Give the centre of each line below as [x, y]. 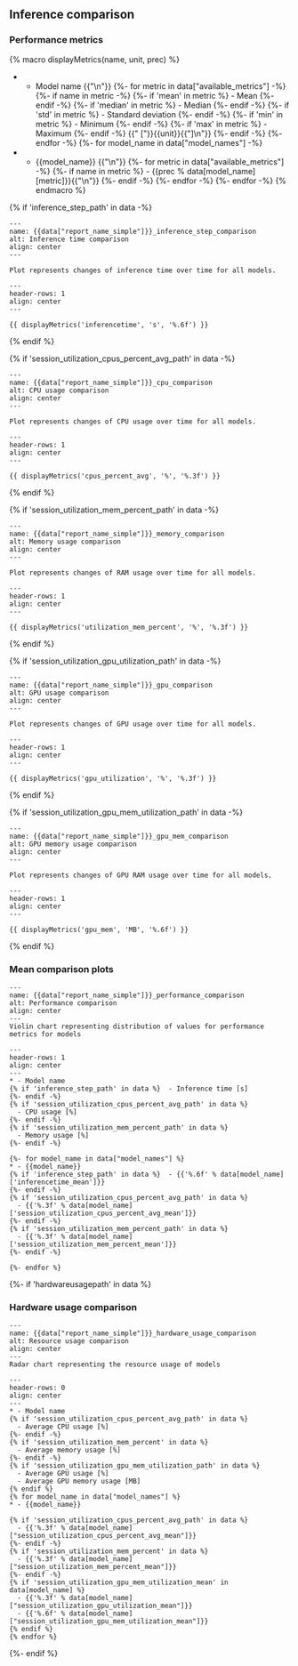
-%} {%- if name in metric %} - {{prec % [110, 171]
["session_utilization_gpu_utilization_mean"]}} [101, 1606]
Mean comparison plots [61, 969]
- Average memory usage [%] [69, 1450]
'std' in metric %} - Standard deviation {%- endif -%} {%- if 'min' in [159, 114]
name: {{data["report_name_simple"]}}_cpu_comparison [111, 382]
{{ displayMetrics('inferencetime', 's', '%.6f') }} [109, 325]
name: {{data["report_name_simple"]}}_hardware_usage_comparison [133, 1333]
